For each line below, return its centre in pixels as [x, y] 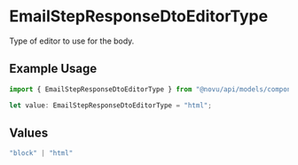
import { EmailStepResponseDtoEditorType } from [101, 89]
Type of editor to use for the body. [72, 41]
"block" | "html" [41, 153]
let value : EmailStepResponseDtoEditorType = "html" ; [111, 105]
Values [29, 133]
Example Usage [53, 69]
